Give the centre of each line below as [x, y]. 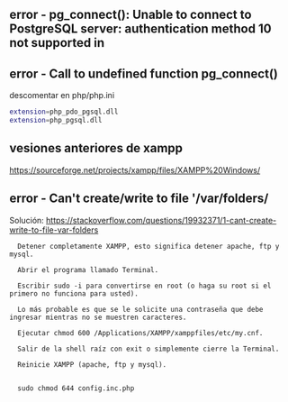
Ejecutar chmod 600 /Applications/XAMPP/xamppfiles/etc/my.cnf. [140, 333]
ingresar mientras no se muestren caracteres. [98, 317]
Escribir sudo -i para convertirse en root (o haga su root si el [144, 286]
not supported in [57, 43]
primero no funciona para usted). [74, 293]
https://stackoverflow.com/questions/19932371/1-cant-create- [162, 220]
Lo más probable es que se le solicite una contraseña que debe [140, 309]
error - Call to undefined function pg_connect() [144, 73]
